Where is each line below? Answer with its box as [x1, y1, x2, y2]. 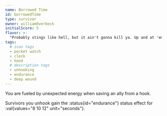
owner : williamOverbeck [5, 21, 55, 26]
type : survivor [5, 16, 37, 21]
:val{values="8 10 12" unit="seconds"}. [5, 105, 85, 111]
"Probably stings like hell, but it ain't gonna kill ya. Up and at [9, 35, 155, 40]
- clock [9, 53, 26, 59]
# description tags [9, 63, 50, 68]
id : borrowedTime [5, 12, 41, 17]
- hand [9, 58, 23, 63]
